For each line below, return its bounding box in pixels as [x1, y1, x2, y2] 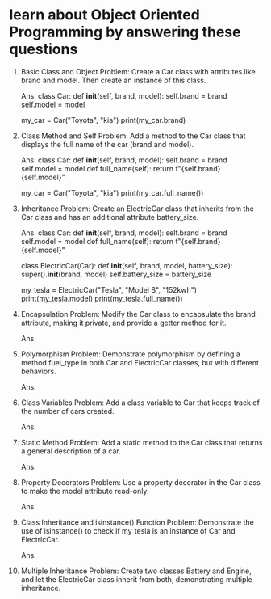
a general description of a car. [20, 446, 122, 456]
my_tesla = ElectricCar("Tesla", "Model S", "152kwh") [20, 285, 197, 294]
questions [9, 40, 78, 58]
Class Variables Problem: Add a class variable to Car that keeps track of [20, 398, 261, 407]
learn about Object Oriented [9, 6, 200, 24]
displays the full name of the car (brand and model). [20, 139, 194, 149]
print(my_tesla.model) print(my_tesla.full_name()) [20, 293, 184, 303]
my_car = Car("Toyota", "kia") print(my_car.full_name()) [20, 188, 204, 197]
